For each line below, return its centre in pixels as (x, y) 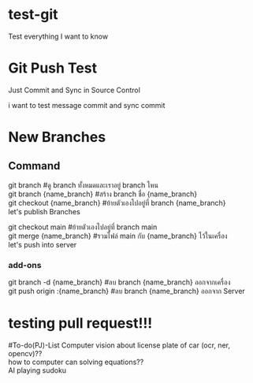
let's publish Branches (44, 211)
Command (34, 166)
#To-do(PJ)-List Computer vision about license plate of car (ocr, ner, (119, 345)
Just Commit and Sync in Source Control (74, 90)
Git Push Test (52, 68)
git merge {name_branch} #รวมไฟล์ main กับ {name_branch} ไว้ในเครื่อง (118, 236)
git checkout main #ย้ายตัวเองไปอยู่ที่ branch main (83, 227)
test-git (33, 15)
